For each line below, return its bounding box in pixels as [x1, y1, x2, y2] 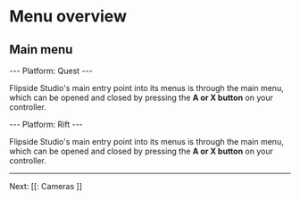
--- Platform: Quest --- [9, 65, 93, 76]
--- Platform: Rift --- [9, 119, 83, 129]
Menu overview [9, 6, 128, 27]
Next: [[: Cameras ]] [9, 181, 83, 191]
